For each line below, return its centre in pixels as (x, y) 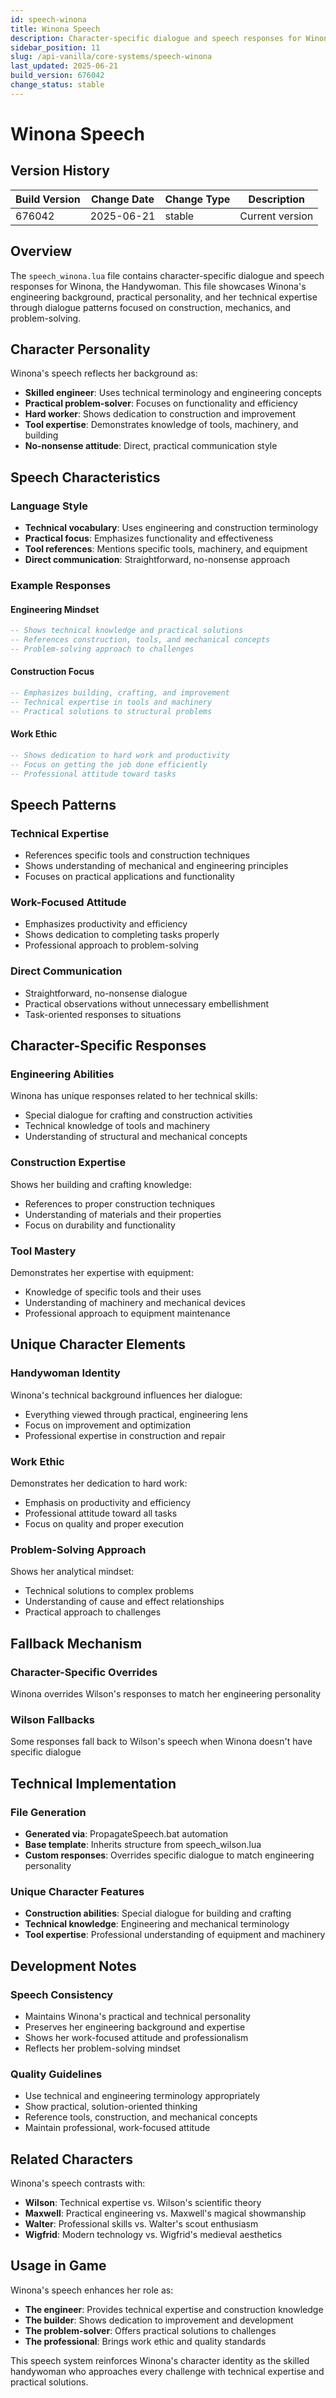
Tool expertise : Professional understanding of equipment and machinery (175, 1935)
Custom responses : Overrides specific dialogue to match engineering (169, 1855)
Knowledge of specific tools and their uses (113, 1292)
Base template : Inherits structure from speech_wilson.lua (143, 1844)
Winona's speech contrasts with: (78, 2183)
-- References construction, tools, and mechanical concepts (140, 640)
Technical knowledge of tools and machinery (117, 1126)
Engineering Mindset (55, 609)
